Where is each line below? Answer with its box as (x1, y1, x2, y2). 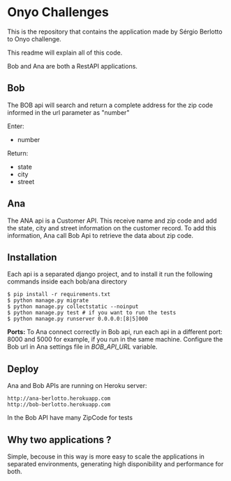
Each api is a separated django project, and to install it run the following (7, 270, 213, 279)
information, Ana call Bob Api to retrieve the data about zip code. (7, 231, 194, 239)
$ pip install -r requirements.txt (7, 291, 111, 298)
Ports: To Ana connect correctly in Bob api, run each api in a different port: (7, 328, 223, 336)
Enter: (7, 122, 24, 130)
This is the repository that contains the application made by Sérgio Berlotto (7, 27, 223, 36)
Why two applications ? (7, 433, 112, 445)
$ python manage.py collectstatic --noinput (7, 303, 139, 310)
